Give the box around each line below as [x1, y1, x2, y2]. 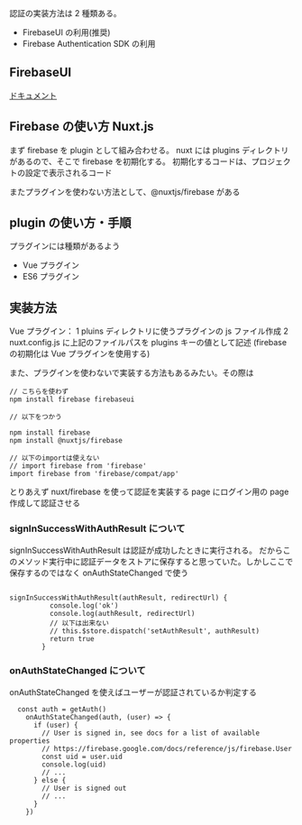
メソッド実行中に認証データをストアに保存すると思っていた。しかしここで [16, 555, 294, 566]
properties [9, 736, 50, 746]
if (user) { [32, 720, 78, 729]
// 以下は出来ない [49, 619, 110, 628]
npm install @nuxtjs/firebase [9, 436, 124, 445]
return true [49, 634, 95, 643]
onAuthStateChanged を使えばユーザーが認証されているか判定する [9, 686, 257, 697]
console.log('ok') [49, 600, 119, 610]
